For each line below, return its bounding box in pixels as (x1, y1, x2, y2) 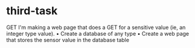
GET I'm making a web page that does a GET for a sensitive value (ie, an (6, 24, 186, 31)
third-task (6, 4, 58, 18)
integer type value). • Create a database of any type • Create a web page (6, 30, 190, 37)
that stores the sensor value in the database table (6, 36, 130, 43)
